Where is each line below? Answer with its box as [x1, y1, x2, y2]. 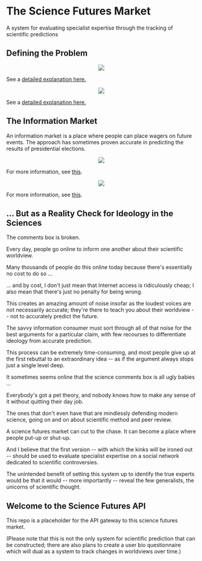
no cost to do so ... [6, 270, 53, 277]
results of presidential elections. [6, 145, 86, 152]
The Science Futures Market [6, 4, 151, 18]
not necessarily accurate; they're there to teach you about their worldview [6, 306, 191, 313]
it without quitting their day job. [6, 398, 84, 405]
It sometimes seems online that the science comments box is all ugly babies [6, 373, 195, 381]
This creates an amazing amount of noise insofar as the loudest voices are [6, 300, 192, 307]
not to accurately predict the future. [10, 313, 99, 320]
